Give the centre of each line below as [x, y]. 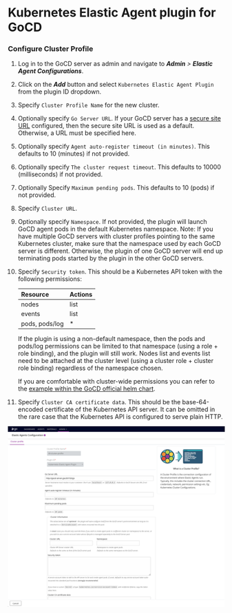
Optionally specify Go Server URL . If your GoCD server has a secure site [119, 118]
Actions [81, 294]
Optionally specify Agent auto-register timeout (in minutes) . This [114, 147]
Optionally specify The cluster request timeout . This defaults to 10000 [119, 167]
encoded [30, 409]
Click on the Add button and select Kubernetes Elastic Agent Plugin [116, 85]
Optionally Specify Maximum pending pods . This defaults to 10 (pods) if [116, 188]
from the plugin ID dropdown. [60, 92]
